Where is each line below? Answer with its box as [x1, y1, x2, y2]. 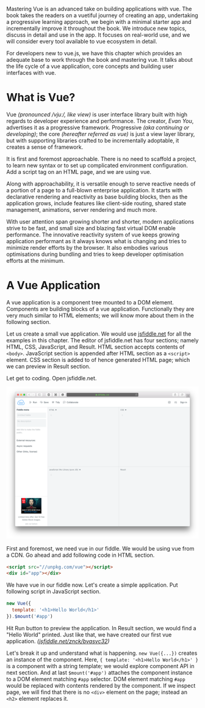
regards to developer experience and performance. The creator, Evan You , [6, 117, 194, 124]
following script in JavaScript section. [6, 588, 101, 595]
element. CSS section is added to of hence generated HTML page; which [6, 356, 190, 363]
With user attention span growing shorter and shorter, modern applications [6, 217, 194, 225]
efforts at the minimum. [6, 257, 65, 264]
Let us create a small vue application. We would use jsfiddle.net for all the [6, 330, 192, 337]
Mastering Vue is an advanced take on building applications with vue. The [6, 6, 192, 12]
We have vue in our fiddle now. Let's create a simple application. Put [6, 581, 178, 589]
